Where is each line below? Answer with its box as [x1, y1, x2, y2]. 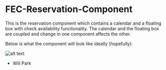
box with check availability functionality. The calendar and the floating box [5, 25, 159, 31]
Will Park [12, 60, 31, 66]
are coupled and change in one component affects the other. [5, 31, 131, 37]
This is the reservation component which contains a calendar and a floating [5, 20, 162, 26]
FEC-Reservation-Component [5, 4, 133, 15]
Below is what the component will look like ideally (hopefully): [5, 40, 133, 46]
